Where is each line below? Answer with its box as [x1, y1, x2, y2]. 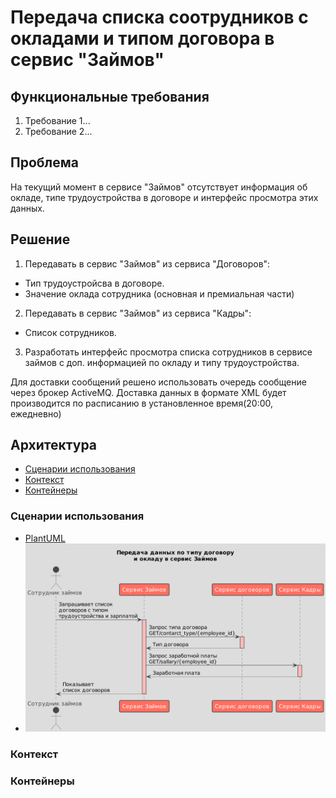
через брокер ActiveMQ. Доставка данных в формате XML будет [10, 386, 287, 398]
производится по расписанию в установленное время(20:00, [10, 397, 274, 409]
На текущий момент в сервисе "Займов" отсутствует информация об [10, 181, 308, 193]
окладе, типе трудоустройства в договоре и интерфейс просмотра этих [10, 191, 319, 203]
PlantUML [24, 532, 66, 544]
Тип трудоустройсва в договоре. [24, 277, 165, 289]
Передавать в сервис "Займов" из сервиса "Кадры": [24, 307, 252, 319]
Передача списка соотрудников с [10, 6, 309, 29]
